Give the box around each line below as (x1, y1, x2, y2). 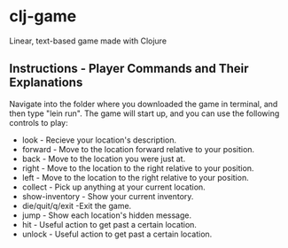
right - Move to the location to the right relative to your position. (21, 162, 254, 174)
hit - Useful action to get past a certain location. (21, 219, 198, 229)
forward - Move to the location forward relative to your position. (21, 143, 255, 154)
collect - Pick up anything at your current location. (21, 182, 206, 192)
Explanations (9, 75, 83, 90)
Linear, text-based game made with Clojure (9, 35, 167, 46)
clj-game (9, 6, 77, 27)
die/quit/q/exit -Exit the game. (21, 200, 132, 211)
